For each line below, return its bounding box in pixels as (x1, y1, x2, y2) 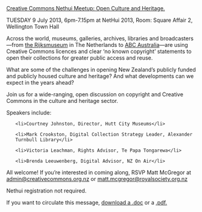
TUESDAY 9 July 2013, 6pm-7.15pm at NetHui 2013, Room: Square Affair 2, (6, 16, 193, 24)
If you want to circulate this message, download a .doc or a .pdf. (6, 199, 167, 206)
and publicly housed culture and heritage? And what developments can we (6, 72, 194, 80)
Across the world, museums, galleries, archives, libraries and (6, 35, 159, 42)
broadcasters (160, 35, 193, 42)
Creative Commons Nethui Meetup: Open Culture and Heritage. (6, 5, 165, 12)
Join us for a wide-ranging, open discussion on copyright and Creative (6, 91, 184, 98)
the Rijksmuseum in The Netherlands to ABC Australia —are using (24, 41, 189, 48)
